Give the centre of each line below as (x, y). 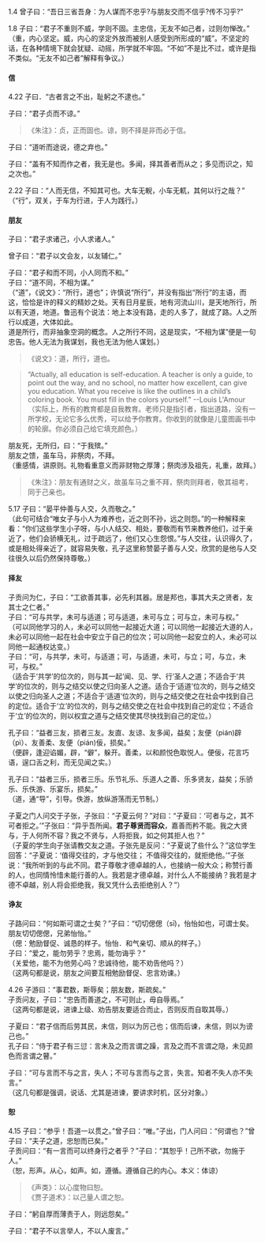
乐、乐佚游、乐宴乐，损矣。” (53, 788)
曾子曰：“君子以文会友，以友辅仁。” (65, 256)
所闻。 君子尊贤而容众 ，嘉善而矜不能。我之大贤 (171, 826)
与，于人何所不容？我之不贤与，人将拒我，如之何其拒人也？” (106, 835)
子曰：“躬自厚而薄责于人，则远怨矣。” (68, 1214)
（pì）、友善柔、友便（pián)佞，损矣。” (69, 742)
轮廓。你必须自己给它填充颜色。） (88, 429)
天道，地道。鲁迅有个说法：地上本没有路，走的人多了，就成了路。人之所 (139, 312)
